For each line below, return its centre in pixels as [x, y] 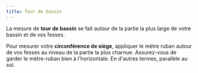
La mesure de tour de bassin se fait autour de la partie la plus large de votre [99, 28]
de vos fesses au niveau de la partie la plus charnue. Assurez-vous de [91, 52]
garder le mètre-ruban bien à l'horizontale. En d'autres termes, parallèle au [97, 58]
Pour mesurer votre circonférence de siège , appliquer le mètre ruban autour [99, 46]
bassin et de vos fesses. [35, 34]
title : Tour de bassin [34, 11]
